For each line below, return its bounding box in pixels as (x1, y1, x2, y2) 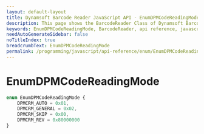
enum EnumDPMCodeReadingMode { (6, 95, 86, 101)
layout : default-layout (6, 8, 67, 15)
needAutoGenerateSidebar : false (6, 32, 88, 38)
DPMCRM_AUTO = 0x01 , (17, 100, 69, 106)
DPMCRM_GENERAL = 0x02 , (17, 106, 78, 112)
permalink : (6, 49, 34, 55)
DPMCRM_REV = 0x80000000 (17, 117, 80, 123)
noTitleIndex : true (6, 37, 56, 43)
